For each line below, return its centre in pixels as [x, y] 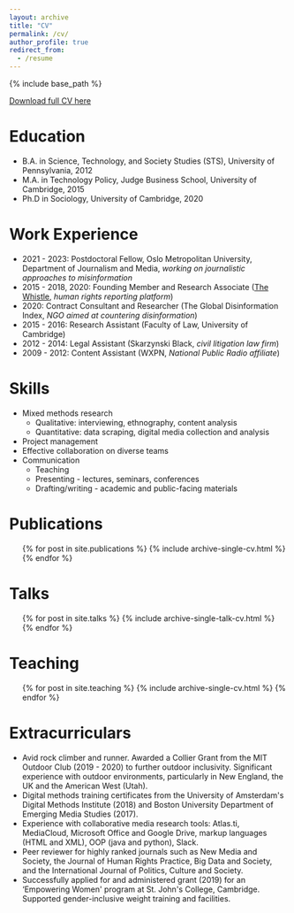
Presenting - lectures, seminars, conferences [117, 479]
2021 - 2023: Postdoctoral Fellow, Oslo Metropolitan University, [137, 258]
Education [47, 137]
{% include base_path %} [56, 84]
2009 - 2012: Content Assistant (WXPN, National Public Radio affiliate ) [151, 353]
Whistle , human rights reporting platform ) [98, 296]
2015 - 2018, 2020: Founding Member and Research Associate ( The [145, 287]
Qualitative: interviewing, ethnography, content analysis [136, 422]
